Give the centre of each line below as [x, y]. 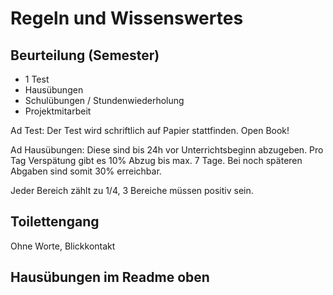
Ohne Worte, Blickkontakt [63, 246]
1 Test [37, 79]
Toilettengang [55, 222]
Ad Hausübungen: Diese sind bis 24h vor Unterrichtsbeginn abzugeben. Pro [167, 150]
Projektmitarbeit [58, 111]
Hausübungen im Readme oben [110, 277]
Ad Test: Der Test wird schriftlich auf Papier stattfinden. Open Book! [150, 130]
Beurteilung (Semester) [85, 55]
